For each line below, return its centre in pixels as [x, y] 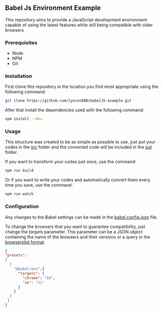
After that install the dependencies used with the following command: [75, 110]
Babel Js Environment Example [53, 8]
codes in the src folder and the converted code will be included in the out [79, 147]
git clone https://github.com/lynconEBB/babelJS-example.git [68, 101]
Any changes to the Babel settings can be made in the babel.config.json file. [81, 217]
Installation [19, 76]
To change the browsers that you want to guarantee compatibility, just [75, 226]
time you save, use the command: [39, 185]
